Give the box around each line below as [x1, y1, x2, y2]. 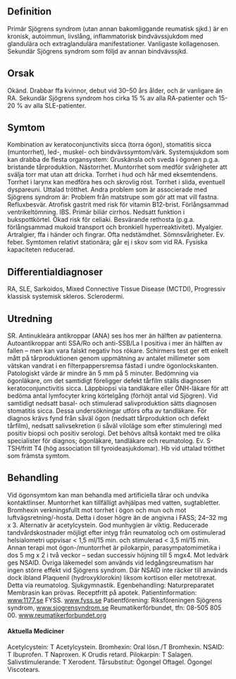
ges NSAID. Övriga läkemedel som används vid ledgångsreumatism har [7, 558, 214, 567]
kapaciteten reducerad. [7, 245, 75, 254]
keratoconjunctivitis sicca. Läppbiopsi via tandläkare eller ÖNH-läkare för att [7, 384, 229, 393]
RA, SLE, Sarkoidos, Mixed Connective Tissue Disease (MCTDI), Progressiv [7, 285, 226, 293]
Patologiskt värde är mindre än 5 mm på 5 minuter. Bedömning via [7, 369, 199, 377]
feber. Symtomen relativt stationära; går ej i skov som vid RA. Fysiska [7, 238, 208, 247]
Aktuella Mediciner [7, 627, 65, 635]
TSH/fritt [7, 444, 33, 453]
